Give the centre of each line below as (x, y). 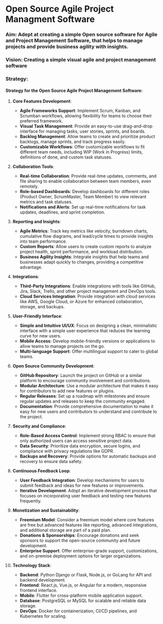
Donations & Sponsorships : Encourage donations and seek (79, 535)
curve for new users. (41, 336)
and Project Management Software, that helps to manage (74, 41)
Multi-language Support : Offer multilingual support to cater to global (89, 352)
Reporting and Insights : (37, 222)
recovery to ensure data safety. (51, 462)
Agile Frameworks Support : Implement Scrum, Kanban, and (80, 111)
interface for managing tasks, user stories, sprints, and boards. (83, 131)
